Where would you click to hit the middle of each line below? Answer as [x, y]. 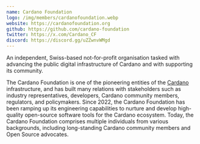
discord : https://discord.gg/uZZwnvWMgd [59, 40]
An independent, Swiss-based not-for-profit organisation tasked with [93, 58]
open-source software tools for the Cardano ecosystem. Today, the [109, 115]
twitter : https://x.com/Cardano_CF [52, 35]
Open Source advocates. [37, 134]
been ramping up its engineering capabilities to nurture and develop [91, 108]
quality [15, 115]
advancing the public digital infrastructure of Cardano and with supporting [100, 64]
